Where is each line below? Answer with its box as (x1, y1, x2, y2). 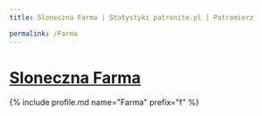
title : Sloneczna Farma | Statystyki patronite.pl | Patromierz (9, 12, 254, 22)
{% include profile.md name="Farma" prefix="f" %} (9, 97, 199, 108)
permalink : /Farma (9, 29, 78, 38)
